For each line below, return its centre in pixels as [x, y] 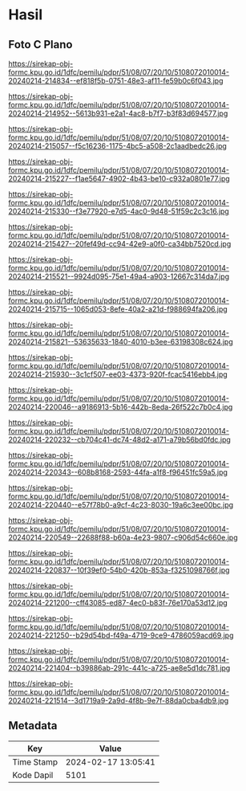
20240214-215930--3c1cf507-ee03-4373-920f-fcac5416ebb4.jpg [118, 374]
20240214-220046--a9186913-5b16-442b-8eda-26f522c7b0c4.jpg [121, 407]
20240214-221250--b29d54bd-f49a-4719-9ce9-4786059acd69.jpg [121, 635]
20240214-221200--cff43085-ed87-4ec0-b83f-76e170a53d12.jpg [118, 603]
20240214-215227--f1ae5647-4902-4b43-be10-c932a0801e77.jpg [119, 179]
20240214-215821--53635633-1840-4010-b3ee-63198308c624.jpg [121, 342]
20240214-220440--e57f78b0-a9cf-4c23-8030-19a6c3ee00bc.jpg [121, 505]
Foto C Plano [40, 45]
